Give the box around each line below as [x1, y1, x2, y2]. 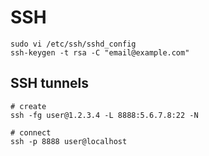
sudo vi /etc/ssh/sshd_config [10, 39, 137, 49]
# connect [10, 127, 52, 138]
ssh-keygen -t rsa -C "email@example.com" [10, 47, 190, 58]
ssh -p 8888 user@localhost [10, 136, 128, 146]
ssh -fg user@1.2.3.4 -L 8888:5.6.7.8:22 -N [10, 110, 199, 120]
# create [10, 101, 47, 111]
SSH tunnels [10, 75, 90, 92]
